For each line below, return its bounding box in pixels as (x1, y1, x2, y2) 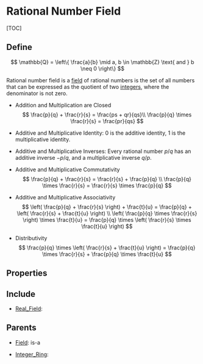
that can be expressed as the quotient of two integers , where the (6, 83, 169, 90)
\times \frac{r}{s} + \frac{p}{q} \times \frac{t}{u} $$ (41, 250, 172, 257)
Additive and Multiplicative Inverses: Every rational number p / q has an (15, 148, 191, 155)
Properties (6, 268, 48, 279)
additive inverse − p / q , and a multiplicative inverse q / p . (15, 154, 152, 161)
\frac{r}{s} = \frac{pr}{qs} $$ (69, 117, 144, 124)
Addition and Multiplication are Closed (15, 101, 112, 109)
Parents (6, 323, 37, 333)
